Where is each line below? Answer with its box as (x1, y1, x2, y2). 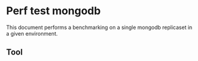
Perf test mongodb (6, 4, 101, 18)
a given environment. (6, 30, 58, 37)
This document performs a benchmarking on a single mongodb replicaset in (6, 24, 193, 31)
